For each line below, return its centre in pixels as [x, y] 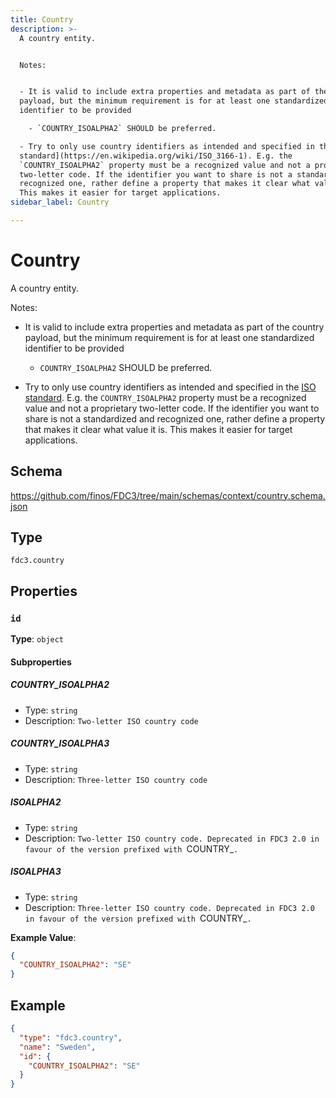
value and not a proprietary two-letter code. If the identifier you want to [172, 408]
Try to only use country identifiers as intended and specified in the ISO [170, 387]
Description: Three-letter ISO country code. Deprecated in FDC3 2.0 [169, 907]
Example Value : [43, 937]
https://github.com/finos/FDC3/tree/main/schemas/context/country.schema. [168, 495]
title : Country [42, 19]
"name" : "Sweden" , [58, 1047]
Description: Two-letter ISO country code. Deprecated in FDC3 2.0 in [172, 838]
